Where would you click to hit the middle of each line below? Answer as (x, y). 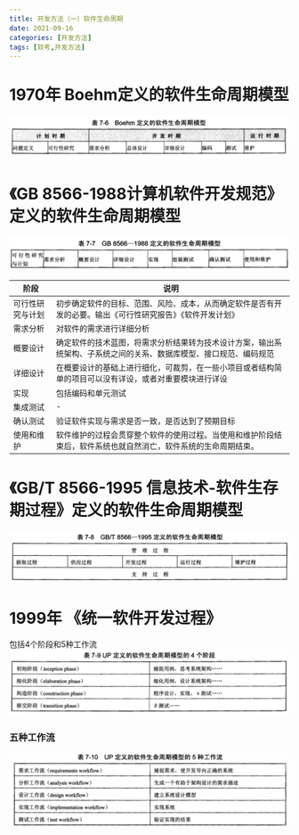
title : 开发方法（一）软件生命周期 (66, 19)
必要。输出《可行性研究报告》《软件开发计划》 (155, 314)
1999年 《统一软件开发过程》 (116, 618)
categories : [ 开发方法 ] (50, 37)
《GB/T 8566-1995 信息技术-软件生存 (144, 488)
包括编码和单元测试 (91, 393)
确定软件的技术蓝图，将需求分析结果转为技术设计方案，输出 (165, 342)
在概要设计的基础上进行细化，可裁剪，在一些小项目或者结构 (165, 368)
